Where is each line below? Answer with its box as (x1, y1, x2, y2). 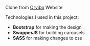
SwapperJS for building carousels (12, 30, 85, 35)
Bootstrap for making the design (12, 24, 82, 30)
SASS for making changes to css (12, 35, 82, 41)
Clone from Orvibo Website (5, 5, 63, 10)
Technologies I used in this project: (5, 14, 79, 20)
